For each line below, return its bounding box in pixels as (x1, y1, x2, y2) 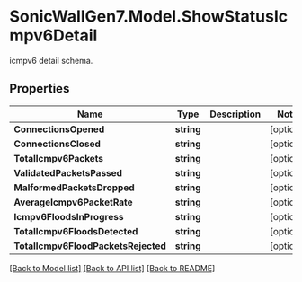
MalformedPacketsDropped (13, 181, 135, 194)
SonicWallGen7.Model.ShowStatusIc (9, 6, 289, 27)
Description (209, 108, 262, 120)
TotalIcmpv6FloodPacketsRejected (13, 240, 166, 252)
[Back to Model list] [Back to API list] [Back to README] (9, 262, 216, 273)
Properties (9, 81, 70, 96)
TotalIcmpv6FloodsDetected (13, 225, 138, 237)
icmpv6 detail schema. (9, 55, 93, 66)
